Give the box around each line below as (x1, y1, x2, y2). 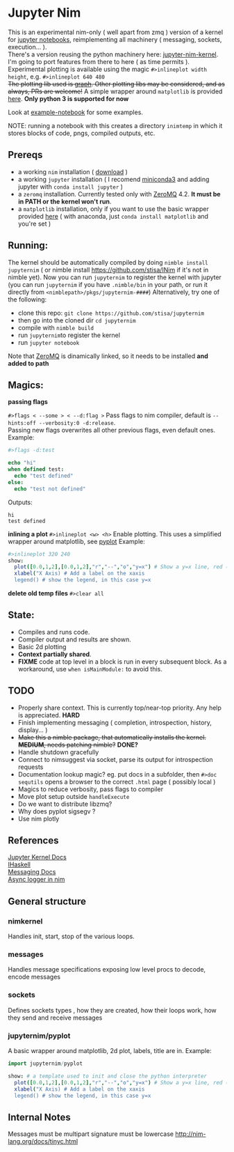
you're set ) (17, 219, 51, 228)
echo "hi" (8, 460, 37, 467)
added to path (8, 359, 49, 367)
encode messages (8, 973, 61, 981)
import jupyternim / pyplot (8, 1060, 83, 1067)
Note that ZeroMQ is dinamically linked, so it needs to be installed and (8, 352, 208, 360)
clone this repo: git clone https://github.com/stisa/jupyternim (17, 309, 204, 317)
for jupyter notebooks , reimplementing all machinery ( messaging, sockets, (8, 35, 222, 43)
